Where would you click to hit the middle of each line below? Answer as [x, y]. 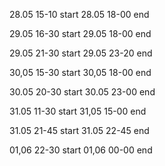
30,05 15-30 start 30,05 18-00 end [80, 72]
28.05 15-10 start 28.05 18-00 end [79, 14]
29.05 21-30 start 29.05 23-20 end [81, 53]
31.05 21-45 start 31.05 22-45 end [79, 130]
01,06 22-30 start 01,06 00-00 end [81, 150]
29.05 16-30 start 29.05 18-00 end [80, 33]
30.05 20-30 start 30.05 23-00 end [82, 92]
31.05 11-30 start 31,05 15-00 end [78, 111]
